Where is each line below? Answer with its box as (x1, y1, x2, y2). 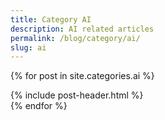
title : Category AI (10, 14, 92, 25)
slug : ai (10, 42, 47, 53)
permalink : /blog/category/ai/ (10, 33, 141, 43)
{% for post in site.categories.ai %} (10, 70, 155, 82)
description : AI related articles (10, 24, 155, 34)
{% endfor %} (10, 100, 68, 112)
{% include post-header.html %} (10, 89, 144, 101)
